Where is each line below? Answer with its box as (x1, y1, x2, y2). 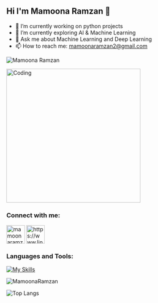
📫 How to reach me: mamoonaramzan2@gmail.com (15, 42, 148, 50)
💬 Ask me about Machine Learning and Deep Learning (15, 35, 152, 43)
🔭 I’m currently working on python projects (15, 22, 124, 29)
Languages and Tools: (6, 252, 73, 261)
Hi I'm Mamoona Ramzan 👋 (6, 6, 111, 17)
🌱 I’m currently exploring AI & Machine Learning (15, 29, 136, 36)
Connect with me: (6, 211, 61, 219)
